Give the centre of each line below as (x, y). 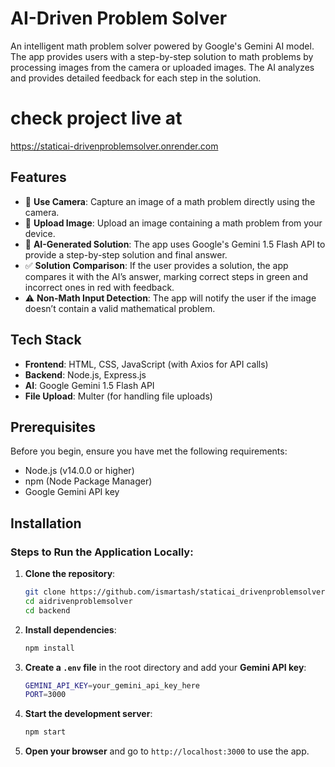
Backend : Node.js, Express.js (85, 374)
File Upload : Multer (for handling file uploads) (118, 396)
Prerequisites (53, 427)
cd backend (47, 610)
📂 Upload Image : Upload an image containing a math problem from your (173, 223)
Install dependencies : (70, 629)
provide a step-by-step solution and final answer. (126, 254)
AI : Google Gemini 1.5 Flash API (89, 385)
